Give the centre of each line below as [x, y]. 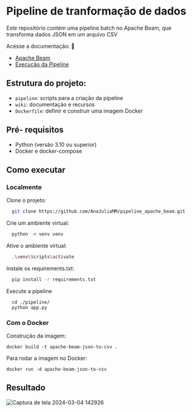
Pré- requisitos [35, 130]
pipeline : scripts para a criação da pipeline [69, 98]
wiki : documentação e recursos [55, 104]
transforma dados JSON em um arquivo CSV [62, 34]
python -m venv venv [38, 234]
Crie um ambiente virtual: [38, 223]
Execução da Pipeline [42, 64]
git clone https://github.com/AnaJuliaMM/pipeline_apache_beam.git [99, 211]
